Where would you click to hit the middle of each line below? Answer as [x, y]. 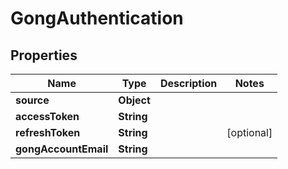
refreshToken [48, 132]
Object [134, 100]
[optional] [249, 132]
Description [188, 83]
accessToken [47, 116]
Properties [44, 55]
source [32, 100]
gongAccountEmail [62, 149]
